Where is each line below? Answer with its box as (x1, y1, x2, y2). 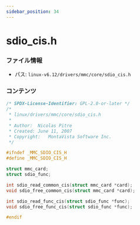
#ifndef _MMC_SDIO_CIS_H (6, 150, 67, 156)
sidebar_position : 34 (6, 8, 59, 15)
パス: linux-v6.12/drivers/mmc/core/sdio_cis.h (14, 71, 131, 78)
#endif (6, 214, 22, 220)
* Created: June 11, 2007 (8, 128, 72, 134)
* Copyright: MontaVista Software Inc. (8, 133, 112, 139)
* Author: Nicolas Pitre (8, 122, 72, 129)
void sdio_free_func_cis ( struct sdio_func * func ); (6, 204, 133, 210)
